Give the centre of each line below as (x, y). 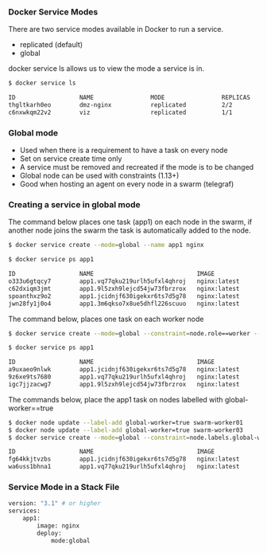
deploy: (49, 533)
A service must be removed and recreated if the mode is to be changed (137, 167)
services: (25, 511)
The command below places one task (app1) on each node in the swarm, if (130, 222)
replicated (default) (51, 45)
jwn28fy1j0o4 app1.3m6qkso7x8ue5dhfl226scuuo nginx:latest (124, 304)
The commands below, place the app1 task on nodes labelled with (116, 399)
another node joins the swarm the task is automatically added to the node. (130, 230)
